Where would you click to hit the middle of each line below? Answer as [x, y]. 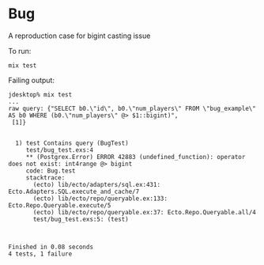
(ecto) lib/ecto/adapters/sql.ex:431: [96, 184]
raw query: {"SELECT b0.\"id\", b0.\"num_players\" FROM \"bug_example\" [132, 108]
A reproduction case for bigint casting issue [79, 36]
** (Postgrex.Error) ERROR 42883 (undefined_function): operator [136, 157]
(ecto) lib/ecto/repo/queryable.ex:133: [100, 199]
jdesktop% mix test [40, 95]
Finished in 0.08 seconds [51, 247]
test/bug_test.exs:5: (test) [81, 219]
